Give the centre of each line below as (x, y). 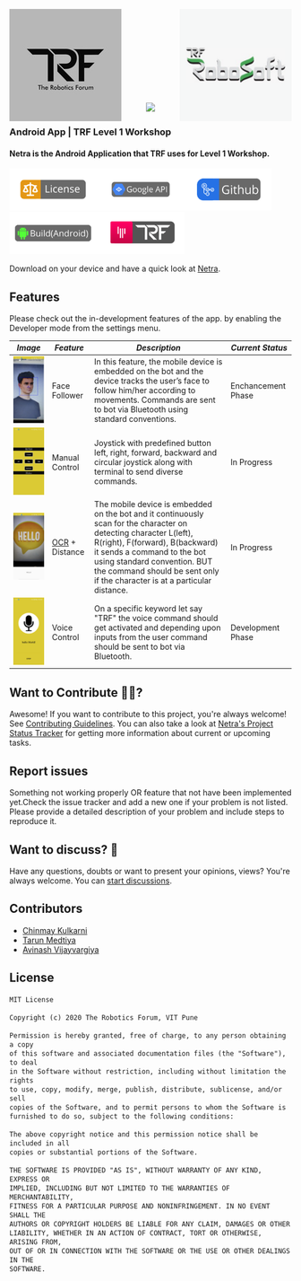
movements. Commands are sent (155, 400)
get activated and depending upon (157, 627)
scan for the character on (141, 523)
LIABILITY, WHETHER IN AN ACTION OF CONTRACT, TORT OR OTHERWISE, (136, 1233)
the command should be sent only (156, 571)
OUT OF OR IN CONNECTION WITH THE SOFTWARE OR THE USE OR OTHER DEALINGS (150, 1251)
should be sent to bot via (139, 646)
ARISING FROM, (36, 1242)
